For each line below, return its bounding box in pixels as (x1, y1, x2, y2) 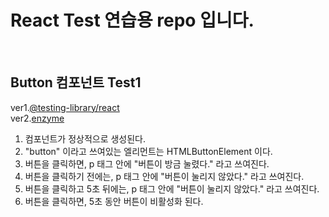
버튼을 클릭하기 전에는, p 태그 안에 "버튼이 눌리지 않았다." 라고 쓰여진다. (24, 170, 305, 182)
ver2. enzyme (10, 112, 65, 124)
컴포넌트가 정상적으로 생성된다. (24, 132, 147, 145)
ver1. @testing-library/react (10, 101, 120, 113)
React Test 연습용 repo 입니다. (10, 9, 255, 32)
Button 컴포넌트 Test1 (10, 74, 142, 91)
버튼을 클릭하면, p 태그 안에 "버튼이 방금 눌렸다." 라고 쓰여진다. (24, 157, 270, 170)
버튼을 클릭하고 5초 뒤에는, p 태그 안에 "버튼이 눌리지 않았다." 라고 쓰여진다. (24, 182, 320, 195)
